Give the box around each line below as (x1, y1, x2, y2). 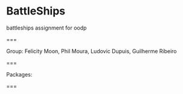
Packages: (6, 70, 33, 78)
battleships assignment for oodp (6, 24, 87, 31)
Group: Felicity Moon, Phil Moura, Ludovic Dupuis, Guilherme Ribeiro (6, 47, 177, 55)
